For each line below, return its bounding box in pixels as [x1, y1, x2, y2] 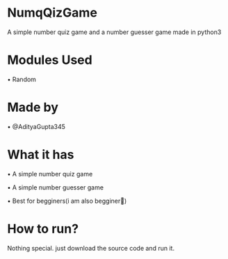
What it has [7, 147, 74, 162]
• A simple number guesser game [7, 183, 104, 192]
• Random [7, 75, 37, 83]
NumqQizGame [7, 5, 97, 21]
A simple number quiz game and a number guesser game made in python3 [7, 28, 222, 36]
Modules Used [7, 52, 92, 68]
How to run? [7, 221, 79, 237]
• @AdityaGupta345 [7, 122, 66, 131]
